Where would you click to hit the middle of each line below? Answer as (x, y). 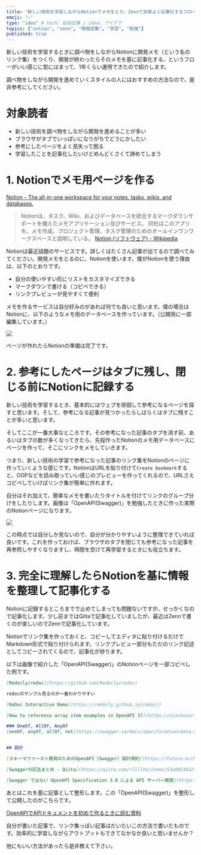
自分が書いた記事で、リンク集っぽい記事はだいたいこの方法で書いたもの (95, 826)
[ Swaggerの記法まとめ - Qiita (41, 769)
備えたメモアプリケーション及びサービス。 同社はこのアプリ (116, 223)
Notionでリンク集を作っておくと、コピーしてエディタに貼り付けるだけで (95, 636)
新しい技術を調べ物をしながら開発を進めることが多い (80, 131)
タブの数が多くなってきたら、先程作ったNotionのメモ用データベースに (108, 440)
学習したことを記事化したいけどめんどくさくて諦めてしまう (88, 154)
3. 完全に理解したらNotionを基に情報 (98, 576)
